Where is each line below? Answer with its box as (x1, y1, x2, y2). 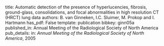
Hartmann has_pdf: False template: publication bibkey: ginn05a (5, 20, 135, 25)
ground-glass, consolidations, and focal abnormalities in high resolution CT (5, 9, 159, 15)
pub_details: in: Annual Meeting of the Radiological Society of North (5, 30, 145, 36)
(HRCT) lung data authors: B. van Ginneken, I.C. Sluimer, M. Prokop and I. (5, 15, 155, 20)
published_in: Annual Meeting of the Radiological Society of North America (5, 25, 159, 31)
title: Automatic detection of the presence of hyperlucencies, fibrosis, (5, 4, 148, 10)
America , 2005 (5, 35, 36, 41)
